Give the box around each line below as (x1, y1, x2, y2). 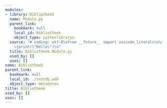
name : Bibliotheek (5, 63, 43, 68)
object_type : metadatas (9, 81, 59, 86)
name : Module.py (9, 16, 43, 21)
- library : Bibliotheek (5, 12, 55, 17)
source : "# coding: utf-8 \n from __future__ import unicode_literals (9, 40, 155, 45)
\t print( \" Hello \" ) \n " (14, 44, 61, 49)
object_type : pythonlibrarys (14, 35, 75, 40)
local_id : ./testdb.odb (9, 77, 59, 82)
